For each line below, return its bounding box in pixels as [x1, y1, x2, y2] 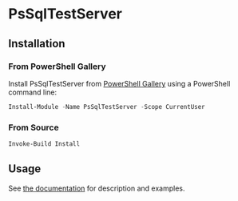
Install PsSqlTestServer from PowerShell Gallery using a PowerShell [8, 78, 231, 88]
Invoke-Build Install [8, 140, 81, 148]
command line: [8, 87, 58, 97]
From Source [8, 122, 59, 133]
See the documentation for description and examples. [8, 183, 185, 193]
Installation [8, 37, 65, 50]
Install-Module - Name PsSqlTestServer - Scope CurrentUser [8, 103, 205, 111]
